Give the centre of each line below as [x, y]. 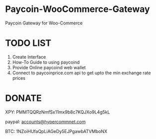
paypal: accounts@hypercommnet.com [45, 122]
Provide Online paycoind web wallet [49, 67]
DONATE [24, 98]
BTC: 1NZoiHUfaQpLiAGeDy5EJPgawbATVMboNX [56, 131]
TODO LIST [28, 43]
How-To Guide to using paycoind [46, 62]
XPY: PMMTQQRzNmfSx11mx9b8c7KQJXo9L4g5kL [58, 112]
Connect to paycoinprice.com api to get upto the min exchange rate [81, 73]
